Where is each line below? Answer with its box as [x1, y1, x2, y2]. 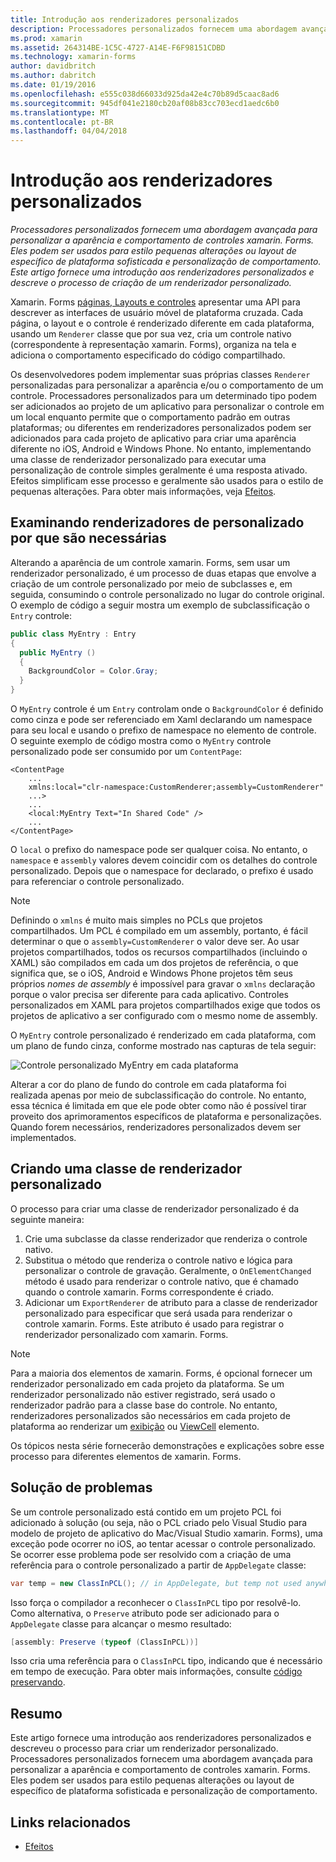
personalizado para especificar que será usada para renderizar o [24, 1307, 293, 1319]
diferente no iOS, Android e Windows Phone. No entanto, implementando [10, 443, 312, 455]
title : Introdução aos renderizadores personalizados [10, 14, 240, 25]
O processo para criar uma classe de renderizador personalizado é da [10, 1202, 300, 1215]
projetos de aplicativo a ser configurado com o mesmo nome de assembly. [10, 1010, 318, 1021]
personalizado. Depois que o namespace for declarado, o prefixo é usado [10, 865, 314, 876]
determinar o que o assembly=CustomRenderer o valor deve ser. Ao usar [10, 936, 300, 947]
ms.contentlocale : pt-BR [10, 117, 114, 127]
